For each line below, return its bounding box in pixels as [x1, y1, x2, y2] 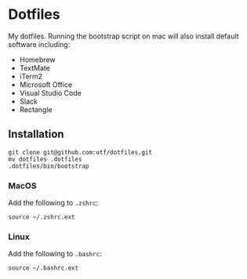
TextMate [19, 63, 51, 72]
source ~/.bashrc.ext [8, 264, 79, 272]
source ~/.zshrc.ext [8, 213, 76, 221]
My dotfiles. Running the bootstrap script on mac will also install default [8, 31, 239, 41]
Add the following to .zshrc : [8, 198, 99, 208]
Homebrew [19, 55, 56, 64]
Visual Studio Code [19, 88, 82, 97]
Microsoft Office [19, 80, 73, 89]
